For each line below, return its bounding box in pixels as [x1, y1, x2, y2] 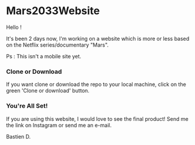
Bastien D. [6, 133, 31, 140]
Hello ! [6, 24, 22, 31]
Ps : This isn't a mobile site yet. [6, 52, 81, 60]
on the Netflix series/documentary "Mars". [6, 41, 109, 48]
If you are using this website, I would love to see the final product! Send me [6, 115, 189, 122]
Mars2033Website [6, 4, 100, 18]
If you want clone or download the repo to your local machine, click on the [6, 81, 187, 88]
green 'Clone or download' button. [6, 87, 90, 94]
